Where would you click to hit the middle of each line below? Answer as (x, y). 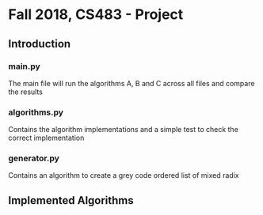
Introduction (40, 44)
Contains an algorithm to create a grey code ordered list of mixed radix (124, 175)
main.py (25, 66)
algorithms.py (36, 112)
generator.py (34, 158)
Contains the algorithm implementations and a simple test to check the (124, 130)
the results (26, 92)
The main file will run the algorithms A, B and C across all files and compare (131, 83)
